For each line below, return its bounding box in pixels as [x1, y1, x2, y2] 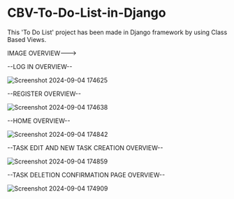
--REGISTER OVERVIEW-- [7, 89, 82, 98]
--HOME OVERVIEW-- [7, 117, 71, 125]
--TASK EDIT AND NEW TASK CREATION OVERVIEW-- [7, 143, 163, 152]
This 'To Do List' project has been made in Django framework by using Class [7, 28, 228, 36]
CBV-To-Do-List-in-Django [7, 5, 166, 21]
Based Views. [7, 35, 47, 43]
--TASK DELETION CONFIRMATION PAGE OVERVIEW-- [7, 170, 166, 179]
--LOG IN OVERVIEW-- [7, 62, 73, 71]
